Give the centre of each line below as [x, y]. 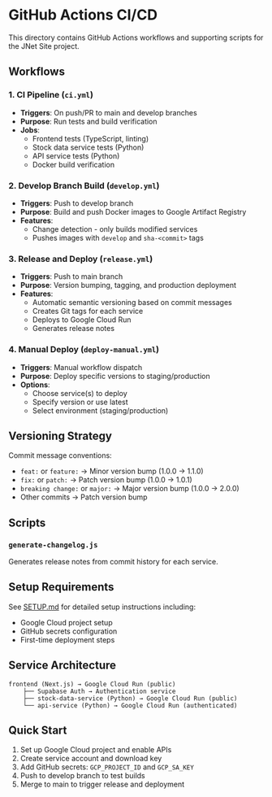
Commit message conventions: [60, 455]
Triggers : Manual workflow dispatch [81, 367]
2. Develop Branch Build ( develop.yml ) [84, 185]
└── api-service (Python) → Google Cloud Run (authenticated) [130, 705]
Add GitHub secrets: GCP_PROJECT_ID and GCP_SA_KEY [107, 767]
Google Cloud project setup [66, 622]
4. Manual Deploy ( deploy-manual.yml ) [84, 350]
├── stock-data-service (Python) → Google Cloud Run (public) [130, 698]
